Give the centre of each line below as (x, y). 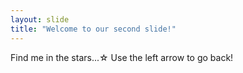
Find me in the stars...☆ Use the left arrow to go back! (122, 57)
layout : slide (40, 19)
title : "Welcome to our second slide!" (93, 29)
